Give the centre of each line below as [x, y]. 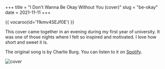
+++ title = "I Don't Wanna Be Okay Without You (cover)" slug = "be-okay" [82, 7]
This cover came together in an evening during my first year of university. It [82, 32]
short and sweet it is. [27, 42]
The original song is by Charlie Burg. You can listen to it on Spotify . [74, 52]
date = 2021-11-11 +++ [28, 12]
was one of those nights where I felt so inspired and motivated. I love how [81, 37]
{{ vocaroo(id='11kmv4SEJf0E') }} [40, 22]
